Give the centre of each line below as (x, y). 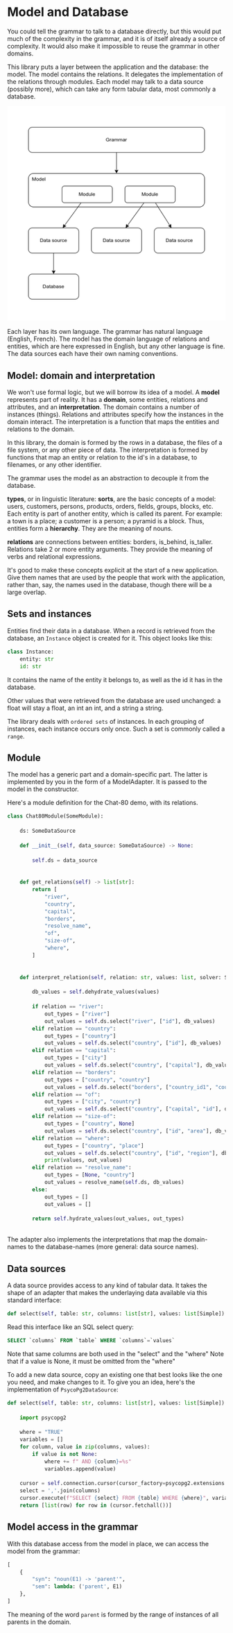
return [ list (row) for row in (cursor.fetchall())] (96, 1505)
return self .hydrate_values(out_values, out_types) (109, 1219)
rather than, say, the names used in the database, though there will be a (110, 585)
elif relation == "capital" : (74, 1051)
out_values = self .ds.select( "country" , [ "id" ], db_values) (133, 1043)
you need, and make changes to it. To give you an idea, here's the (101, 1382)
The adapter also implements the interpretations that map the (95, 1239)
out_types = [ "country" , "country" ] (97, 1080)
